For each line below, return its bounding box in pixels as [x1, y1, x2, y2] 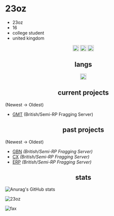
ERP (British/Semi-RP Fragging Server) [12, 159, 92, 165]
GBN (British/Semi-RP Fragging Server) [12, 148, 93, 154]
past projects [62, 126, 105, 134]
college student [12, 30, 45, 36]
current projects [57, 89, 109, 97]
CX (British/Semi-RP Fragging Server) [12, 154, 90, 160]
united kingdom [12, 35, 45, 41]
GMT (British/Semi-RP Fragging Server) [12, 111, 93, 117]
